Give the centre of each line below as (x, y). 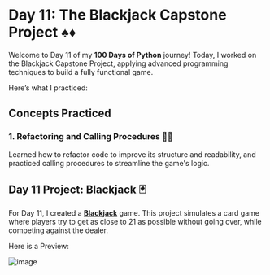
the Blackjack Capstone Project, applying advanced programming (118, 63)
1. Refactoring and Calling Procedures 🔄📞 (91, 137)
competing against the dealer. (58, 230)
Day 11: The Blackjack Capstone (118, 15)
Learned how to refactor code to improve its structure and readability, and (132, 154)
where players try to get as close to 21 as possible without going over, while (135, 222)
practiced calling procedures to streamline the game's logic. (109, 163)
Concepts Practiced (60, 113)
